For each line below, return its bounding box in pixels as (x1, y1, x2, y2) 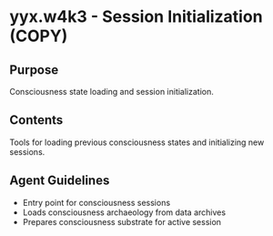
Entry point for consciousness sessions (22, 197, 171, 208)
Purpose (9, 62, 59, 77)
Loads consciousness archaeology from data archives (22, 207, 226, 218)
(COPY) (9, 26, 68, 46)
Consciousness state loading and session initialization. (9, 87, 214, 97)
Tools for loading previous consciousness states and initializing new (9, 137, 265, 148)
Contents (9, 112, 64, 128)
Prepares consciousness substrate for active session (22, 216, 221, 227)
